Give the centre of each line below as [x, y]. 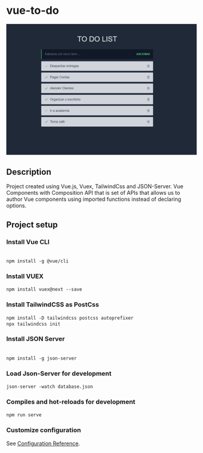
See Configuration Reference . [43, 443]
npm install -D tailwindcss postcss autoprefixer [70, 318]
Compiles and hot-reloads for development [71, 402]
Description [29, 172]
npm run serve [24, 415]
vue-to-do [33, 11]
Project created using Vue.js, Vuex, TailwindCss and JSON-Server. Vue [95, 186]
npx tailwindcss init [34, 324]
